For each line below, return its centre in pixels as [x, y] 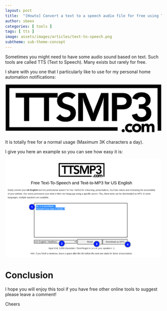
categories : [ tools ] [29, 26]
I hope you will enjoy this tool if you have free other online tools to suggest [81, 289]
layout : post [19, 10]
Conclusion [29, 275]
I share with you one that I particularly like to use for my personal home [78, 72]
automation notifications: [31, 77]
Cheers [13, 304]
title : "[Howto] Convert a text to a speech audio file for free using [82, 16]
